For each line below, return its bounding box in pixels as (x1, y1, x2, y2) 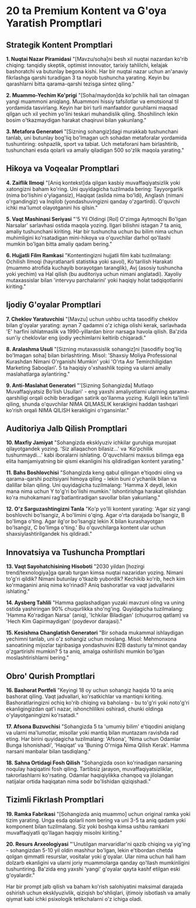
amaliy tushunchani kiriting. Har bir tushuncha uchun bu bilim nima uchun (6, 227, 183, 235)
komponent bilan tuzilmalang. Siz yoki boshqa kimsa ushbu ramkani (6, 822, 170, 830)
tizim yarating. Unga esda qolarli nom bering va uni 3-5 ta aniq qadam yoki (6, 817, 186, 824)
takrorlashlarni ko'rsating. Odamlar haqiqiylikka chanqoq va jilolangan (6, 772, 174, 779)
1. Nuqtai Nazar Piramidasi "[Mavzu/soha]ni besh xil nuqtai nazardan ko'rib (6, 56, 188, 62)
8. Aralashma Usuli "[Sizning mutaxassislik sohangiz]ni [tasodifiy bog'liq (6, 345, 182, 352)
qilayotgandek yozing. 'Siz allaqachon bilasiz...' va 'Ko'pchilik (6, 446, 153, 453)
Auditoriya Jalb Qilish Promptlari (6, 424, 128, 434)
